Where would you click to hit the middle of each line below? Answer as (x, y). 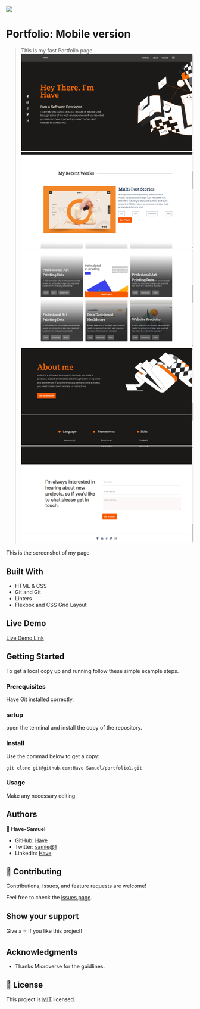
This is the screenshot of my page (48, 553)
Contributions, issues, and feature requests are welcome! (76, 886)
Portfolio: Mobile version (68, 34)
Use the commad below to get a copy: (53, 756)
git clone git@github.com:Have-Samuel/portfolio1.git (74, 768)
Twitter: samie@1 (36, 846)
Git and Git (28, 592)
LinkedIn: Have (33, 853)
